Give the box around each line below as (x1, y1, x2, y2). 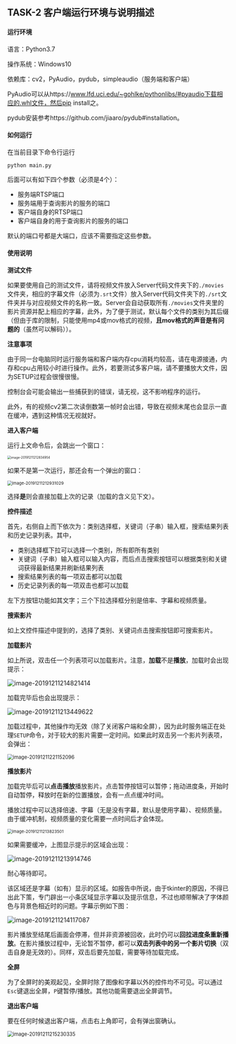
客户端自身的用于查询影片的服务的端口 (17, 216, 129, 225)
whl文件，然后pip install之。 (21, 98, 103, 107)
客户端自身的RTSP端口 (17, 207, 83, 216)
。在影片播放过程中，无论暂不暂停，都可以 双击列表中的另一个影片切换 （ (13, 939, 223, 947)
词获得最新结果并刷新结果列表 (17, 564, 104, 572)
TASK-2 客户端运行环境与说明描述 (7, 6, 155, 19)
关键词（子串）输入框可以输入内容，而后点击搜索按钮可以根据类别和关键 (17, 555, 227, 563)
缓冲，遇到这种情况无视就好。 (13, 411, 100, 419)
